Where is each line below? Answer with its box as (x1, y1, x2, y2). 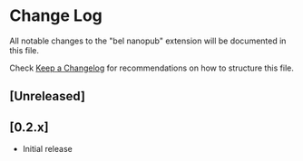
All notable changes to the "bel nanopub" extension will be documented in (9, 35, 287, 46)
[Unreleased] (9, 89, 86, 104)
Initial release (22, 144, 73, 155)
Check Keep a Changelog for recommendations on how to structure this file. (9, 62, 295, 73)
